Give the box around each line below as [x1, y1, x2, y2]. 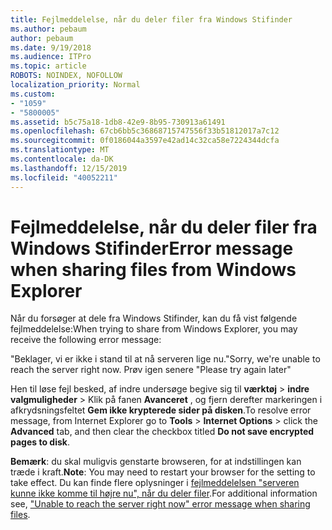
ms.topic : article [10, 61, 87, 71]
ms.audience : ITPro [10, 52, 92, 62]
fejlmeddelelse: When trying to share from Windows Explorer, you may [10, 323, 298, 335]
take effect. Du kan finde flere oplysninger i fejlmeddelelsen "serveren [10, 477, 300, 489]
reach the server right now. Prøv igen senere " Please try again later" [10, 364, 292, 376]
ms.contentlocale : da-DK [10, 154, 114, 164]
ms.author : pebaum [10, 24, 87, 34]
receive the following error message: [10, 334, 162, 346]
